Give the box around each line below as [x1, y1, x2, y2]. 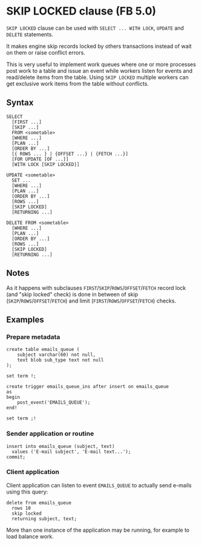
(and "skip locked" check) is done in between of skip [6, 290, 138, 298]
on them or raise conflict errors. [6, 48, 86, 56]
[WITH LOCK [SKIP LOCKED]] [11, 161, 80, 167]
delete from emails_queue [6, 500, 71, 506]
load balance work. [6, 532, 54, 540]
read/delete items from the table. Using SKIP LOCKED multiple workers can [6, 73, 189, 81]
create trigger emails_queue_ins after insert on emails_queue [6, 384, 169, 390]
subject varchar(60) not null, [17, 352, 96, 358]
